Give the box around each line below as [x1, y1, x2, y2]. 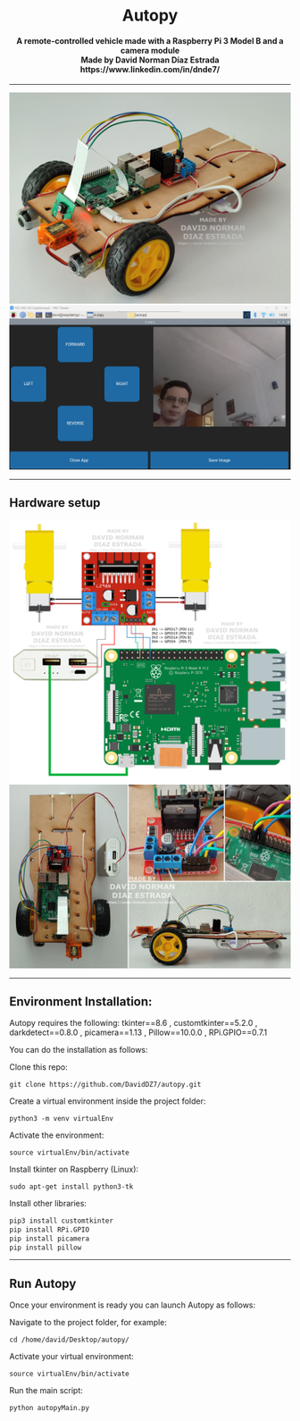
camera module [120, 45, 180, 55]
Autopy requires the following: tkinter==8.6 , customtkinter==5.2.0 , [9, 1018, 258, 1029]
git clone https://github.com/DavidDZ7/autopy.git [9, 1080, 202, 1089]
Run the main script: [9, 1385, 83, 1396]
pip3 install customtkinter [9, 1216, 114, 1225]
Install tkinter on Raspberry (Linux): [9, 1164, 139, 1175]
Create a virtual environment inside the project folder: [9, 1096, 206, 1106]
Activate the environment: [9, 1130, 104, 1140]
